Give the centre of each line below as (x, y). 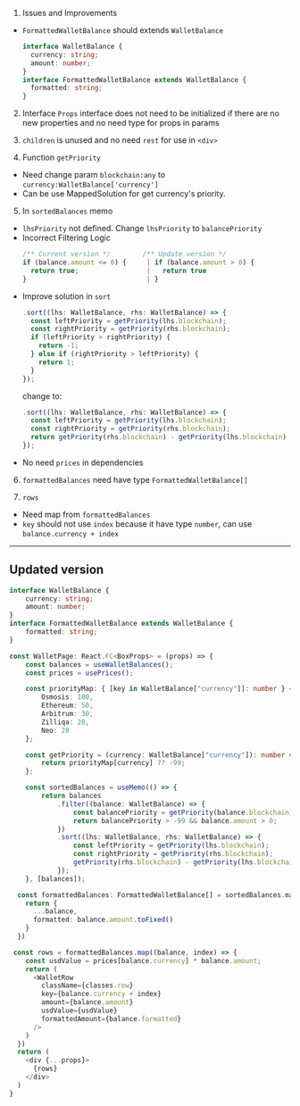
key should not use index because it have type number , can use (137, 524)
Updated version (57, 570)
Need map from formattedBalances (86, 514)
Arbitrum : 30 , (67, 714)
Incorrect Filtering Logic (67, 238)
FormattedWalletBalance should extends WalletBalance (123, 30)
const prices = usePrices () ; (79, 673)
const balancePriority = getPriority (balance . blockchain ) (183, 812)
